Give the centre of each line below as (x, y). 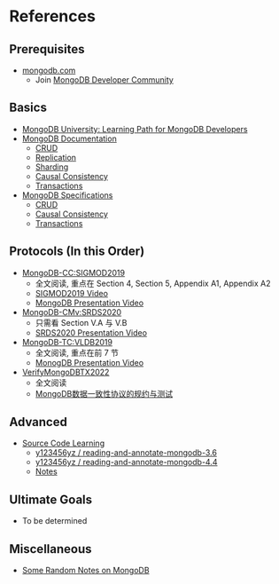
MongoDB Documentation (69, 138)
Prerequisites (47, 49)
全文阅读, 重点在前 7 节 (77, 352)
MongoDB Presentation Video (89, 303)
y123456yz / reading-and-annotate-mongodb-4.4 (126, 462)
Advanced (39, 422)
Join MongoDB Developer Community (105, 80)
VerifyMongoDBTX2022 (66, 372)
